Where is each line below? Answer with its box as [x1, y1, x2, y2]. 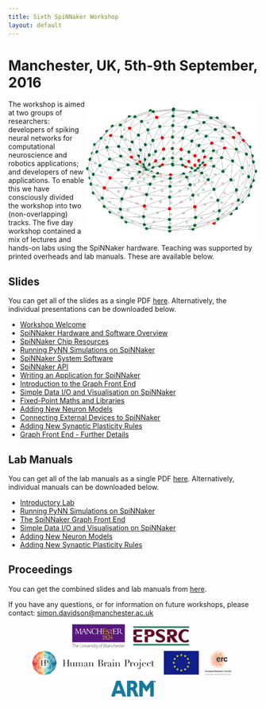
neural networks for [8, 134, 73, 143]
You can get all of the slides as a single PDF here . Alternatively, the [8, 296, 227, 305]
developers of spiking [8, 125, 79, 134]
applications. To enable [8, 176, 85, 185]
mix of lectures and [8, 235, 71, 244]
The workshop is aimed [8, 99, 85, 109]
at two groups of [8, 108, 63, 118]
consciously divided [8, 193, 74, 202]
